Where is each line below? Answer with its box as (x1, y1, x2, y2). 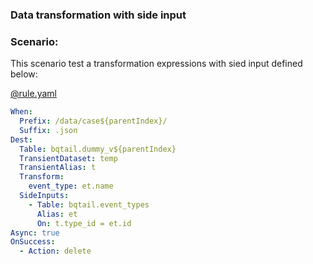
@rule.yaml (10, 88, 57, 100)
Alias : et (36, 209, 78, 219)
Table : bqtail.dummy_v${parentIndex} (19, 144, 177, 154)
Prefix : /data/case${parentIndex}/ (19, 116, 168, 127)
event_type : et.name (28, 181, 114, 192)
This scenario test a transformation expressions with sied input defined (10, 58, 303, 70)
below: (10, 68, 38, 80)
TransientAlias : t (19, 163, 97, 173)
